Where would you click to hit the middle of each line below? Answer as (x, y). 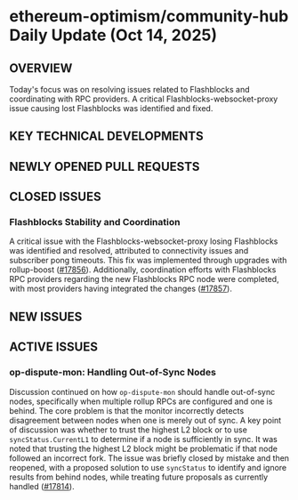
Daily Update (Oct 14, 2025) (113, 35)
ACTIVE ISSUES (53, 347)
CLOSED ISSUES (55, 197)
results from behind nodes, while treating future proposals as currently (139, 477)
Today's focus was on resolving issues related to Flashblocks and (130, 89)
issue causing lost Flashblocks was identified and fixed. (111, 108)
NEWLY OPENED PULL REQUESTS (105, 166)
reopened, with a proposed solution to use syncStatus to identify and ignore (148, 467)
